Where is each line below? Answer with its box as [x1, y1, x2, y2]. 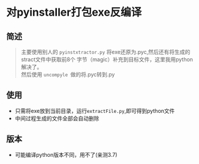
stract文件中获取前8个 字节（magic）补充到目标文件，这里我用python [20, 56, 194, 63]
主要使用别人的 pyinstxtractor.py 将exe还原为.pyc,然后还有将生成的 [20, 49, 191, 55]
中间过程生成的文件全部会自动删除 [14, 115, 99, 122]
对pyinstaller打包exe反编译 [6, 5, 142, 19]
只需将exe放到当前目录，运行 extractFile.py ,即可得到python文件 [14, 107, 175, 114]
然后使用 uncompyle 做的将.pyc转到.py [20, 71, 115, 78]
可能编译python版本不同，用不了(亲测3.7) [14, 151, 117, 158]
